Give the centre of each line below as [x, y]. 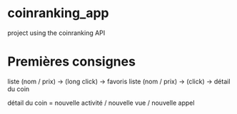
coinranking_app [58, 13]
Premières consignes [71, 62]
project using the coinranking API [56, 33]
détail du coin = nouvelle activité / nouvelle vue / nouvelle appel [101, 103]
